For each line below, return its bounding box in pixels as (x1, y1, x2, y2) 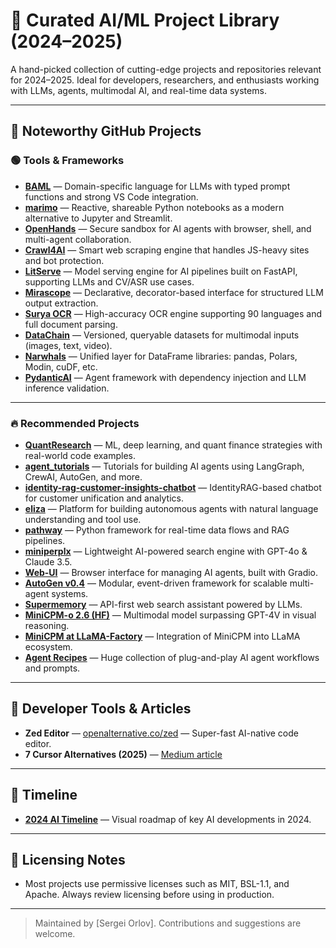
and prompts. (24, 662, 81, 674)
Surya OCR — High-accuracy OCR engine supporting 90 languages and (24, 307, 323, 319)
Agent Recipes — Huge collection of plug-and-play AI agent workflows (24, 651, 320, 663)
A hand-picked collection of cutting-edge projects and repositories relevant (10, 63, 322, 75)
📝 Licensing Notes (10, 851, 126, 868)
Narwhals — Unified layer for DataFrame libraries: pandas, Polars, (24, 350, 298, 362)
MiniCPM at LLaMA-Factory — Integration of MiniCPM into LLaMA (24, 630, 301, 642)
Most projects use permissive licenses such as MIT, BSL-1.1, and (24, 878, 290, 890)
